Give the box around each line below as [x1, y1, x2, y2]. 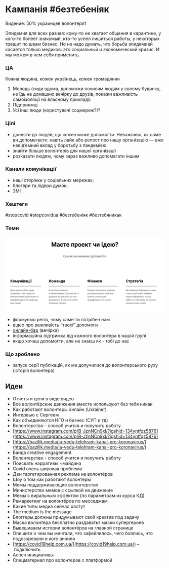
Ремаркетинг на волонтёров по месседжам [12, 498, 108, 504]
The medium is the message [12, 508, 72, 515]
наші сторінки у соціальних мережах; [12, 177, 94, 183]
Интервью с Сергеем [12, 411, 59, 418]
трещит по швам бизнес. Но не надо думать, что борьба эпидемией [5, 41, 153, 47]
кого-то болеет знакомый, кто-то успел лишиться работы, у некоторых [5, 35, 160, 42]
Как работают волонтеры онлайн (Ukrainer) [12, 406, 107, 412]
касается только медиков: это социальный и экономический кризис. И [5, 46, 160, 52]
